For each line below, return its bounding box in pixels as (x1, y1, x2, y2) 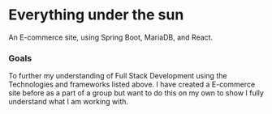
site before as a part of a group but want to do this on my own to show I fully (8, 88, 264, 98)
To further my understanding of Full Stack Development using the (8, 71, 227, 81)
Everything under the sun (8, 6, 184, 24)
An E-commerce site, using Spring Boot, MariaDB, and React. (8, 32, 214, 42)
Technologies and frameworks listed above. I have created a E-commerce (8, 79, 256, 90)
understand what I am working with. (8, 97, 128, 107)
